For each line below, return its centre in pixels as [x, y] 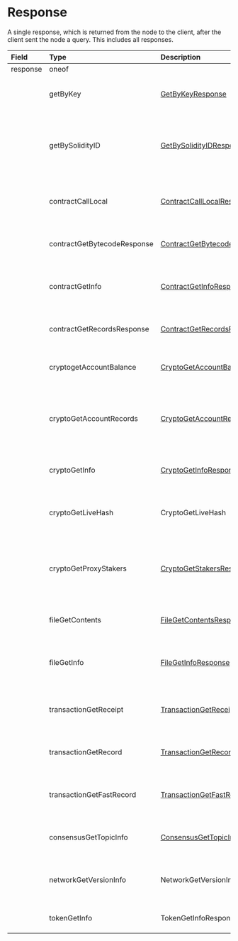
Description [181, 57]
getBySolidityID [75, 145]
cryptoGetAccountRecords [93, 418]
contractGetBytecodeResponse [101, 243]
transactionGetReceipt [86, 709]
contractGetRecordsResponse [100, 329]
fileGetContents [75, 620]
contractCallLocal [79, 201]
